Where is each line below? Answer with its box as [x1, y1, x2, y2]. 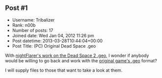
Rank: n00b [12, 22, 36, 28]
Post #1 [5, 4, 28, 12]
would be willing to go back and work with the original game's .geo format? [5, 57, 157, 63]
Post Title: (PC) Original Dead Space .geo [12, 43, 96, 49]
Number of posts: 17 [12, 27, 54, 33]
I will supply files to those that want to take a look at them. [5, 67, 123, 73]
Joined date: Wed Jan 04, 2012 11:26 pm [12, 32, 94, 38]
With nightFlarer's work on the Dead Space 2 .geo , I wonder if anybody [5, 52, 149, 58]
